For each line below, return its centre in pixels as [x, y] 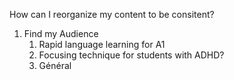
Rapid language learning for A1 [102, 44]
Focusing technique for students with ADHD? [131, 55]
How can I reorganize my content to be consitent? [112, 14]
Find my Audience [61, 33]
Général [55, 65]
